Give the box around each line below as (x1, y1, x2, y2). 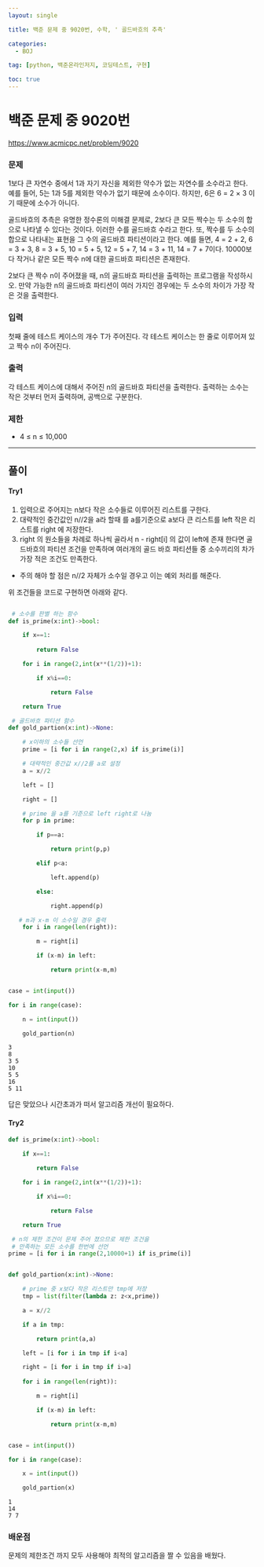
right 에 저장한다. (40, 524, 93, 534)
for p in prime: (22, 817, 76, 825)
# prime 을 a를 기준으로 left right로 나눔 (22, 810, 152, 818)
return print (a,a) (36, 1335, 97, 1343)
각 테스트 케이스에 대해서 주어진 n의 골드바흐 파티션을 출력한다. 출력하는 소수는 (8, 382, 249, 391)
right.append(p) (49, 902, 104, 910)
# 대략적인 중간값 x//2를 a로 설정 (22, 760, 120, 768)
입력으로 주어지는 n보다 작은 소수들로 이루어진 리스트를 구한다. (19, 504, 211, 514)
